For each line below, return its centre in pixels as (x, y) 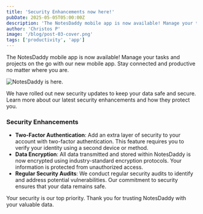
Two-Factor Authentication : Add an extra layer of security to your (98, 135)
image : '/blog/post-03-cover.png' (50, 34)
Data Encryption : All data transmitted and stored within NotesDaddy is (103, 154)
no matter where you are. (38, 70)
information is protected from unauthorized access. (79, 167)
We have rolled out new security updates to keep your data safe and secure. (101, 93)
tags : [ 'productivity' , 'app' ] (46, 40)
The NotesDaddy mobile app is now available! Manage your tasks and (93, 57)
